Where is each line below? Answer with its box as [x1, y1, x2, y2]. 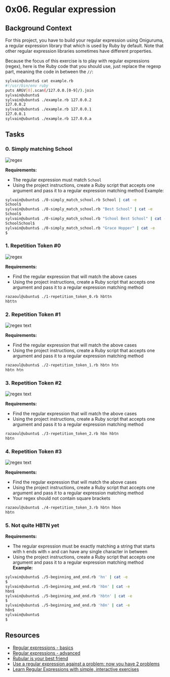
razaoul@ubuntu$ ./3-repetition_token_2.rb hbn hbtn [5, 431, 119, 436]
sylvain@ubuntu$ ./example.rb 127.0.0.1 [5, 107, 92, 112]
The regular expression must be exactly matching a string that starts [12, 543, 155, 549]
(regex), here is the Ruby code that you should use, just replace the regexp [5, 63, 161, 69]
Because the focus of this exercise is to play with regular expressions [5, 58, 150, 64]
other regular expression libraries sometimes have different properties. [5, 48, 153, 54]
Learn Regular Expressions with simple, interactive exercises [12, 666, 139, 672]
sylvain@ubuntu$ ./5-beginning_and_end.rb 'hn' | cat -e [5, 574, 128, 580]
